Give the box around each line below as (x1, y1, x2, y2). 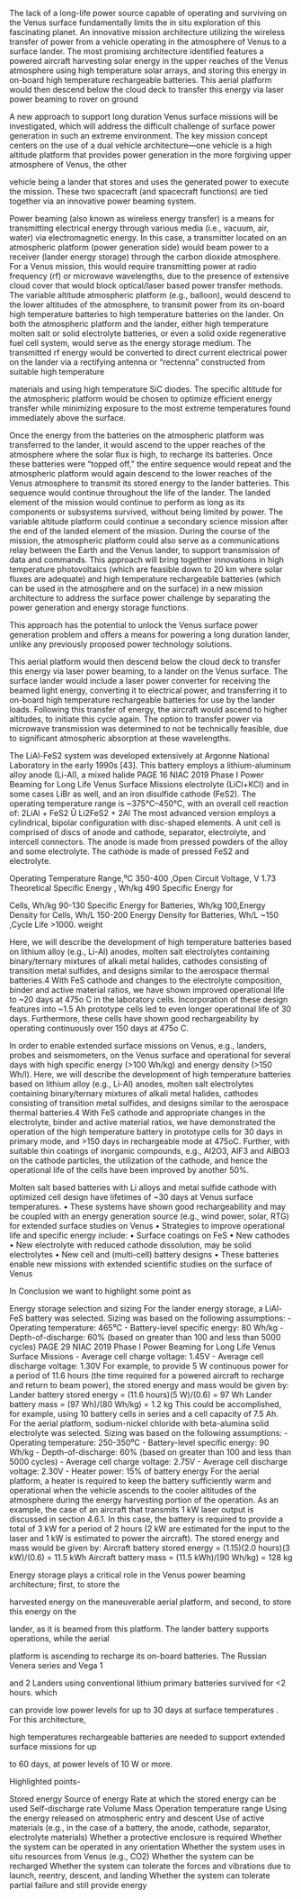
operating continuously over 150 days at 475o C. (9, 1022, 189, 1033)
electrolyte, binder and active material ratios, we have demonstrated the (9, 1117, 276, 1127)
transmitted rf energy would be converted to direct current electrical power (9, 347, 288, 358)
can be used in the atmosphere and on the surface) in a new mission (9, 583, 263, 594)
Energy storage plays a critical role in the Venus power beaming (9, 1569, 246, 1580)
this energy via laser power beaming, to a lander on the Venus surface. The (9, 666, 288, 677)
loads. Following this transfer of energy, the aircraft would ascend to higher (9, 704, 288, 714)
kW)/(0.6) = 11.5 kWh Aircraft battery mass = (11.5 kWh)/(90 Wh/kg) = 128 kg (9, 1552, 293, 1562)
